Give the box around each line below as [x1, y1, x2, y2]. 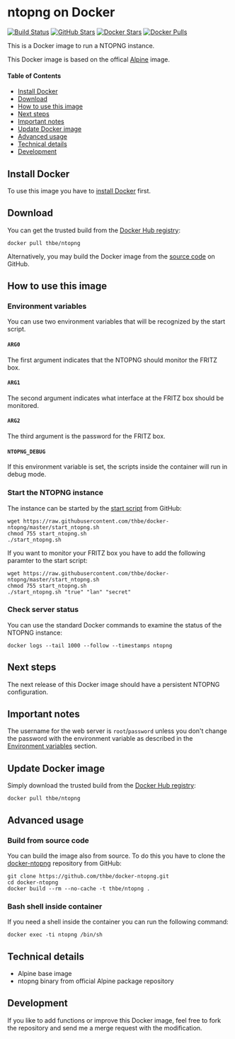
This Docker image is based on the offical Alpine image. [7, 55, 170, 64]
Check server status [7, 605, 79, 615]
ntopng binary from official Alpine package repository [17, 977, 174, 985]
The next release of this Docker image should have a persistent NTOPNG [7, 680, 220, 688]
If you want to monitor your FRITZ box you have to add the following [7, 548, 206, 557]
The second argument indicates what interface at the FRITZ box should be [7, 394, 224, 402]
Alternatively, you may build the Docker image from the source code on [7, 252, 216, 261]
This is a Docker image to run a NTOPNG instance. [7, 41, 155, 50]
